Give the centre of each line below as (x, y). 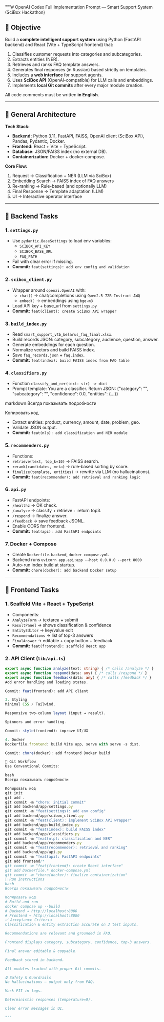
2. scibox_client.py (29, 280)
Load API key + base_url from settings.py (54, 305)
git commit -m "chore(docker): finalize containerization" (66, 875)
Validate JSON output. (34, 428)
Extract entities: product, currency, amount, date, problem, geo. (76, 422)
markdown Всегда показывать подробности (51, 403)
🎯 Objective (23, 28)
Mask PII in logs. (24, 991)
